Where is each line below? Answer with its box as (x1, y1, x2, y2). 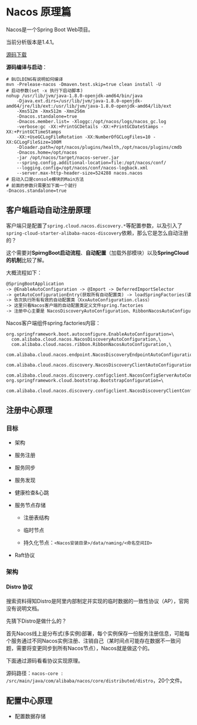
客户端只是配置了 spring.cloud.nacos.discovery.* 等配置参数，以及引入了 (6, 222, 183, 229)
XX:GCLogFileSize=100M (6, 139, 62, 145)
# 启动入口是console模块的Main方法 (6, 176, 84, 182)
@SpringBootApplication (6, 281, 64, 287)
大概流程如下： (6, 269, 42, 276)
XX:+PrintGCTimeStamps (6, 129, 62, 135)
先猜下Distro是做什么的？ (6, 617, 67, 624)
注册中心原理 (6, 405, 53, 415)
